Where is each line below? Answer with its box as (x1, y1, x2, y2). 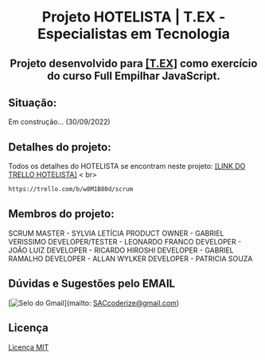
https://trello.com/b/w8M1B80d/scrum (8, 186, 134, 194)
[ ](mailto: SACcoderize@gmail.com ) (8, 298, 180, 307)
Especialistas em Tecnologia (37, 25, 231, 43)
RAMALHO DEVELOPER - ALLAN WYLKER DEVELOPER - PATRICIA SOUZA (8, 253, 253, 263)
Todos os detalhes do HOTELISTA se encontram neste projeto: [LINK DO (8, 162, 246, 171)
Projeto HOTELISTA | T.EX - (41, 8, 226, 26)
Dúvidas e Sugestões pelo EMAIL (8, 277, 176, 291)
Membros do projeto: (8, 207, 115, 221)
